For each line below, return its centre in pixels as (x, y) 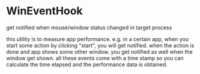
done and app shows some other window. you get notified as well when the (100, 51)
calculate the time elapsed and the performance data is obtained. (87, 64)
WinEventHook (44, 11)
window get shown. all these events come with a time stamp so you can (95, 58)
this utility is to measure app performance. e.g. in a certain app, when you (98, 39)
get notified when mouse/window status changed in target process (89, 27)
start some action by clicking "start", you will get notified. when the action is (100, 45)
